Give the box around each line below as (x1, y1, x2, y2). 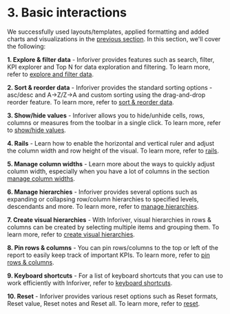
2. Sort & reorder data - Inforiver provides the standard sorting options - (7, 83, 213, 91)
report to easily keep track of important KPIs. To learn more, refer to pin (7, 251, 210, 259)
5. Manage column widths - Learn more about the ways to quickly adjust (7, 159, 215, 168)
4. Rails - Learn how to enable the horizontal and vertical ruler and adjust (7, 139, 215, 147)
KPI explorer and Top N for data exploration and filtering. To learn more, (7, 63, 211, 71)
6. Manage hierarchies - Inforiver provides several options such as (7, 188, 198, 196)
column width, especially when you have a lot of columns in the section (7, 167, 210, 175)
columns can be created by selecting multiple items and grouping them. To (7, 223, 220, 231)
